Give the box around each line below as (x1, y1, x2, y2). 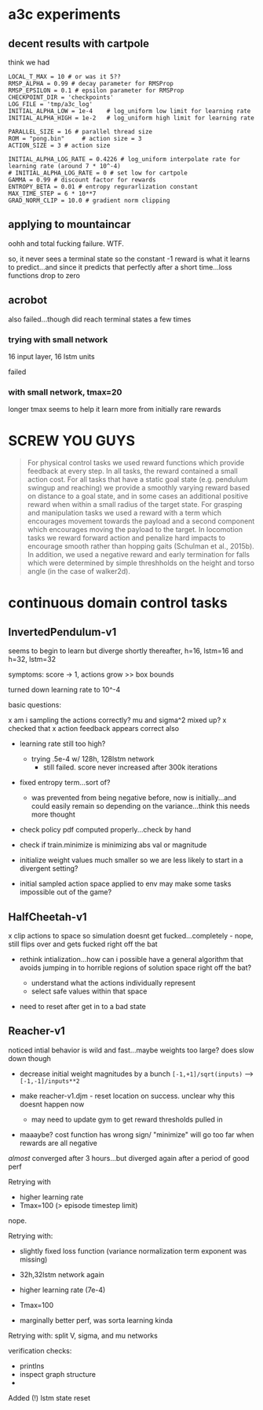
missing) (19, 1254, 48, 1264)
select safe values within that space (31, 986, 148, 996)
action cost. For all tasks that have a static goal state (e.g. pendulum (27, 475, 249, 484)
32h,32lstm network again (19, 1269, 104, 1279)
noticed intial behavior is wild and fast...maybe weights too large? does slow (8, 1045, 254, 1055)
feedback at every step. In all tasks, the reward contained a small (27, 466, 238, 476)
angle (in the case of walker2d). (27, 567, 131, 576)
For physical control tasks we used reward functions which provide (27, 458, 245, 468)
